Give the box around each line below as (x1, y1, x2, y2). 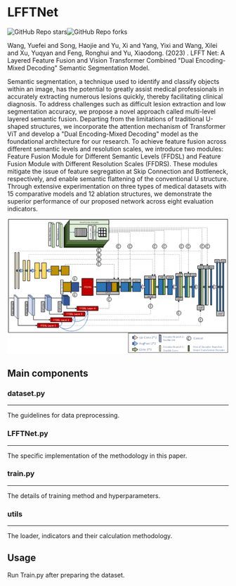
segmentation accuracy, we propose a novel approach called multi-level (7, 107, 216, 116)
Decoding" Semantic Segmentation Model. (27, 63, 150, 72)
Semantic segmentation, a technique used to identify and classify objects (7, 77, 220, 85)
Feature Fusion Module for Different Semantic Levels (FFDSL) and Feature (7, 152, 221, 161)
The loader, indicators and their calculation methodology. (7, 532, 173, 540)
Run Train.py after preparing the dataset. (7, 571, 125, 579)
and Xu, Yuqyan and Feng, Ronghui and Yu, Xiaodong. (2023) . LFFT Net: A (7, 49, 225, 57)
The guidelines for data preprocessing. (7, 411, 120, 420)
